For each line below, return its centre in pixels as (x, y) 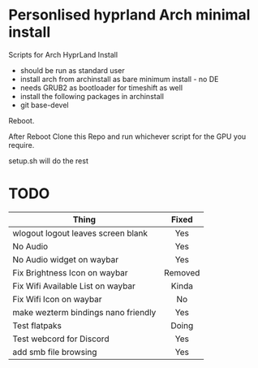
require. (21, 145)
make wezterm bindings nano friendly (84, 312)
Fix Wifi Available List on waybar (74, 286)
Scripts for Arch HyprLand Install (63, 54)
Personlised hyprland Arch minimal (129, 15)
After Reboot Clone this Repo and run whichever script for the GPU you (127, 136)
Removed (182, 272)
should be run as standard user (72, 70)
